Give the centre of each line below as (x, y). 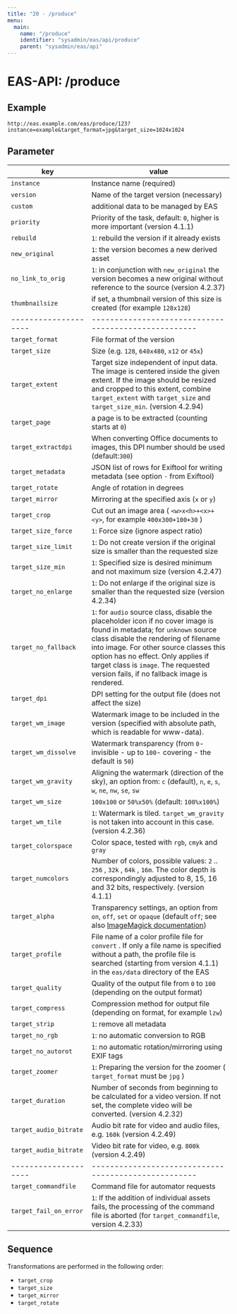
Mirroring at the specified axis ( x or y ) (154, 499)
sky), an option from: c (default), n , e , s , (156, 781)
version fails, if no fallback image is (150, 673)
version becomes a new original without (157, 278)
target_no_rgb (35, 1035)
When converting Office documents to (155, 438)
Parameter (31, 151)
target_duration (38, 1101)
